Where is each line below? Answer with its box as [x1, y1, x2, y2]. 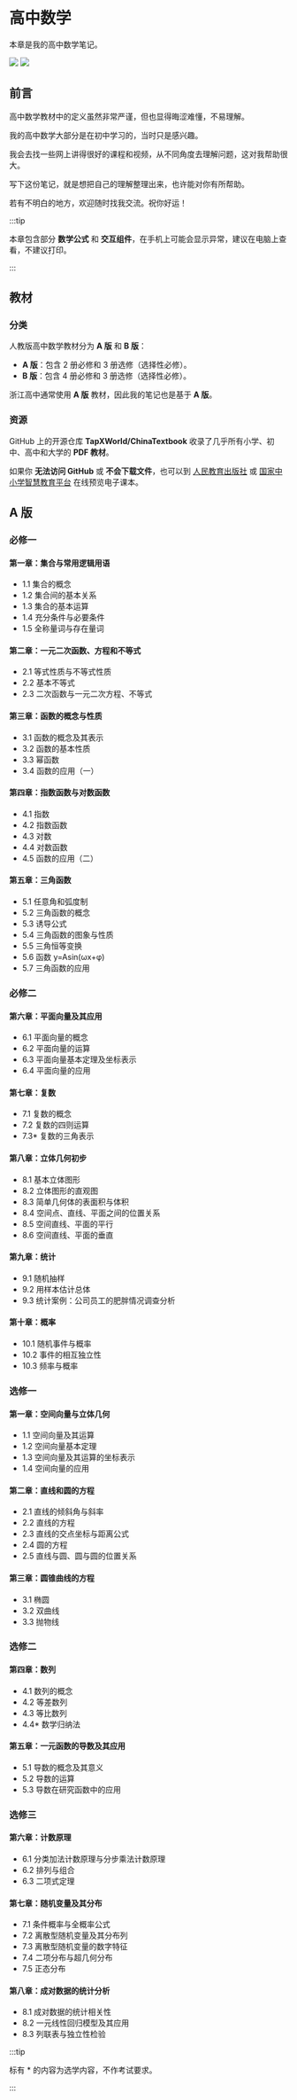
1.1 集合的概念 [21, 579, 72, 589]
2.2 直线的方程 [21, 1518, 75, 1528]
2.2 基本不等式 [21, 677, 75, 688]
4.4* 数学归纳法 [21, 1719, 81, 1729]
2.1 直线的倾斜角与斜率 [21, 1506, 104, 1517]
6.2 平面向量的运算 [21, 1043, 91, 1054]
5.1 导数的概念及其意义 [21, 1761, 104, 1773]
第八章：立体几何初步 [9, 1152, 87, 1163]
